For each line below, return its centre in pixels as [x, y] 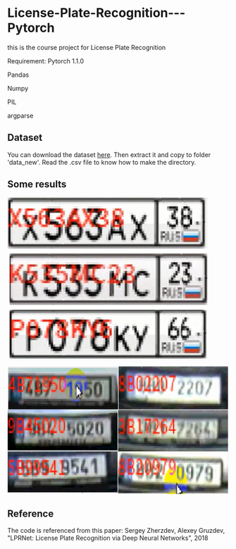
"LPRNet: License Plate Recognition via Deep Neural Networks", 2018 [108, 538]
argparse [20, 115]
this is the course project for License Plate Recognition [87, 47]
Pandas [18, 75]
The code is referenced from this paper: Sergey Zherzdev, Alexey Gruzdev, [116, 531]
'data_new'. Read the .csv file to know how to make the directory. [102, 162]
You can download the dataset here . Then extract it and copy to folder [109, 154]
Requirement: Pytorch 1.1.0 [46, 61]
